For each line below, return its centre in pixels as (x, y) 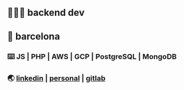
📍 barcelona (34, 36)
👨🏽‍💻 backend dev (46, 13)
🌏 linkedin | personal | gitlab (56, 78)
